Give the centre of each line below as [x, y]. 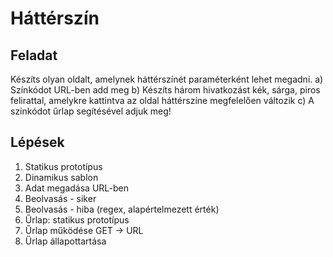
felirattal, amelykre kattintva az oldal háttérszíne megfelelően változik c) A [162, 100]
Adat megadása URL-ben [76, 188]
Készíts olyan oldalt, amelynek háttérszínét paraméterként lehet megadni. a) [167, 79]
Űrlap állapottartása [65, 241]
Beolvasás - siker [60, 198]
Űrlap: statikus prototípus [77, 219]
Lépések [37, 142]
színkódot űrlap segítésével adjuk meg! [91, 111]
